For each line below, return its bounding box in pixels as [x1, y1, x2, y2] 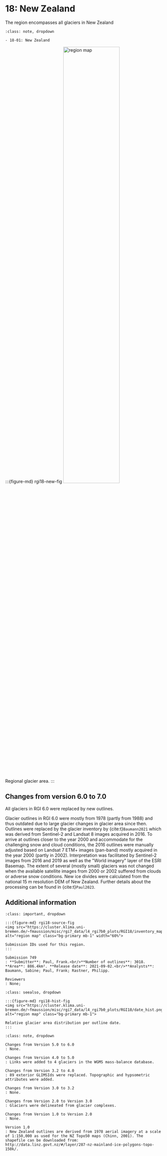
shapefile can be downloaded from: [5, 1138, 79, 1143]
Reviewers [5, 977, 26, 982]
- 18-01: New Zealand [5, 38, 50, 43]
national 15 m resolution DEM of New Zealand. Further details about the [5, 879, 151, 885]
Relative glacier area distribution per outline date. [5, 1020, 121, 1025]
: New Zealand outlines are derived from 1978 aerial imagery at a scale [5, 1129, 162, 1134]
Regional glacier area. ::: [5, 778, 55, 784]
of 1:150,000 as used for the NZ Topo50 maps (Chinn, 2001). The [5, 1133, 143, 1139]
